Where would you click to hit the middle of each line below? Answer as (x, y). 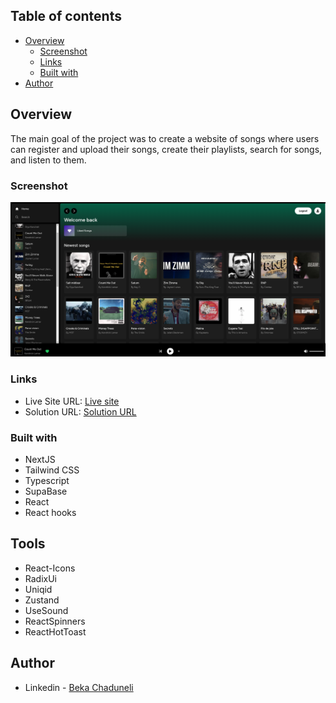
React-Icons (50, 568)
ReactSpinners (55, 621)
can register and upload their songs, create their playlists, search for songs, (166, 149)
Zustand (42, 600)
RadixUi (41, 578)
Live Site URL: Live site (72, 401)
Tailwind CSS (52, 470)
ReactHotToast (55, 631)
